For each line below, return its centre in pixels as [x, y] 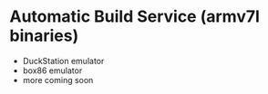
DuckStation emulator [63, 61]
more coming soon [58, 80]
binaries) [44, 36]
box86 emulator [52, 70]
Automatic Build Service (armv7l [134, 17]
